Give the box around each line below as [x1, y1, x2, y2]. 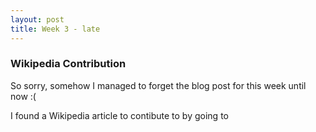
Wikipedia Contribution [10, 57, 127, 71]
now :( [10, 90, 37, 102]
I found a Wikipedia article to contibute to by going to [10, 109, 229, 121]
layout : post [10, 14, 65, 25]
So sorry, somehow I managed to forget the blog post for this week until [10, 79, 307, 91]
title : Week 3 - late [10, 24, 101, 34]
